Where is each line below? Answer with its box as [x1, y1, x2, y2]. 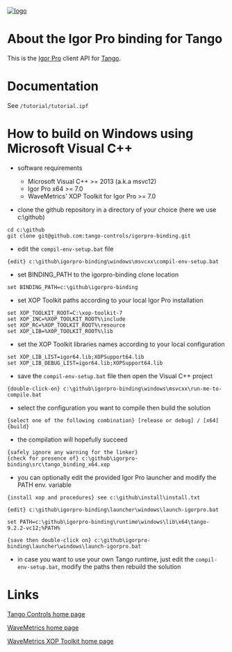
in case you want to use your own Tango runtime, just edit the [17, 554, 194, 564]
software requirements [17, 164, 83, 172]
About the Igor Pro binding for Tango [7, 31, 223, 47]
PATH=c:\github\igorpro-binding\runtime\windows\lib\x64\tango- [19, 518, 210, 525]
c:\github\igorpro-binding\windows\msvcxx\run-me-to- [63, 385, 222, 392]
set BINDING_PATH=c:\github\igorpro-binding [7, 284, 138, 290]
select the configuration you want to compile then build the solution [17, 403, 210, 412]
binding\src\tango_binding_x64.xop [7, 460, 110, 468]
